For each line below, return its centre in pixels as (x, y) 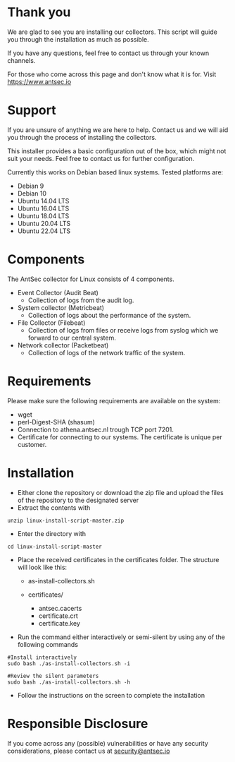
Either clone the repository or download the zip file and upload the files (120, 492)
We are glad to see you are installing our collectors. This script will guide (113, 32)
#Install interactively (42, 657)
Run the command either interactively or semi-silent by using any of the (121, 637)
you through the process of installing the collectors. (82, 137)
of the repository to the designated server (78, 500)
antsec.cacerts (60, 608)
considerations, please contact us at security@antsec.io (89, 751)
